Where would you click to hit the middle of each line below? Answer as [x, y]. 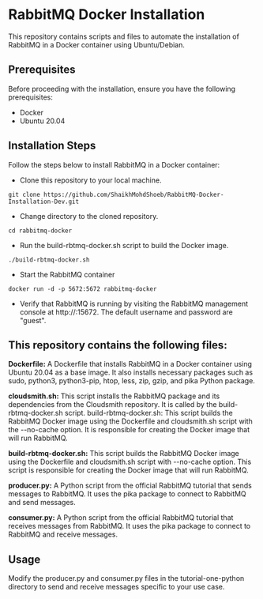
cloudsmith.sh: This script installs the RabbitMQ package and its [114, 396]
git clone [24, 194]
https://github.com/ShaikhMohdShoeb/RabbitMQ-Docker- [133, 194]
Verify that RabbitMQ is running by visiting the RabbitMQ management [134, 303]
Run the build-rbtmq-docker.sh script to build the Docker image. [124, 245]
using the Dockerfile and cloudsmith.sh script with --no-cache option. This [130, 462]
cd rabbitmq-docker [40, 231]
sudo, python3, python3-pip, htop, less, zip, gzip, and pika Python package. [131, 381]
